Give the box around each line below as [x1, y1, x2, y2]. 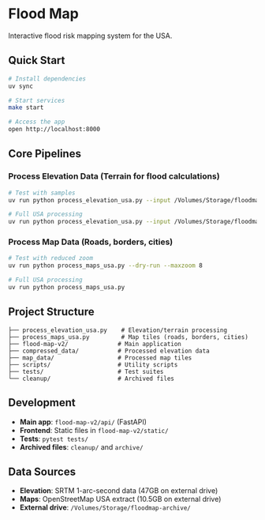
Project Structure [8, 305, 95, 318]
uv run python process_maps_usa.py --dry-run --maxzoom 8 [8, 262, 203, 269]
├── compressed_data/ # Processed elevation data [8, 347, 211, 355]
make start [8, 104, 44, 111]
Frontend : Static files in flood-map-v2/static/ [19, 425, 169, 435]
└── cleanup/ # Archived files [8, 375, 175, 382]
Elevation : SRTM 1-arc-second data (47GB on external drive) [19, 486, 218, 496]
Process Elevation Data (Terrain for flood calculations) [8, 171, 220, 182]
